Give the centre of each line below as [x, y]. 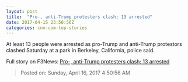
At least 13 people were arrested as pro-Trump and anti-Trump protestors [94, 44]
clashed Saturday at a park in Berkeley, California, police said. [80, 51]
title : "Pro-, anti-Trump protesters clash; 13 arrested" [79, 17]
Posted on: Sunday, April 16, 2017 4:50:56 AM [75, 73]
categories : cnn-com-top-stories [47, 28]
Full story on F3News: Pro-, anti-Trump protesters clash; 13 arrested [88, 62]
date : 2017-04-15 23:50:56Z [40, 22]
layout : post [22, 11]
